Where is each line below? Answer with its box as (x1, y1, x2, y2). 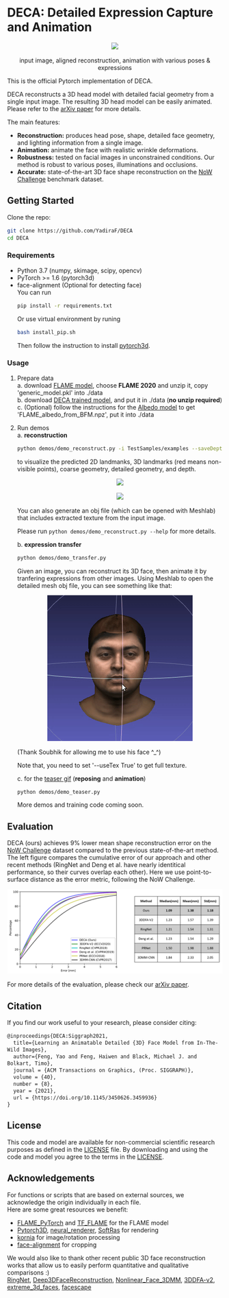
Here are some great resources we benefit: (7, 1205, 129, 1214)
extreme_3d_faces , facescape (7, 1283, 92, 1291)
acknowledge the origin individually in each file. (7, 1198, 142, 1206)
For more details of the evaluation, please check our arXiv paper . (7, 980, 189, 989)
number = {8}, (13, 1081, 53, 1087)
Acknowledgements (7, 1172, 95, 1184)
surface (7, 875, 29, 884)
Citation (7, 1000, 42, 1012)
